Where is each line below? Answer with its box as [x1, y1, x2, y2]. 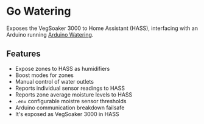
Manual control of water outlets [15, 78, 94, 85]
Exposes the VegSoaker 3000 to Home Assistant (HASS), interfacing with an [6, 24, 198, 32]
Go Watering [6, 4, 71, 18]
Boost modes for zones [15, 71, 74, 79]
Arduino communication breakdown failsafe [15, 104, 125, 111]
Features [6, 49, 41, 59]
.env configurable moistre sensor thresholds [15, 97, 127, 104]
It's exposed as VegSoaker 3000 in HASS [15, 110, 120, 117]
